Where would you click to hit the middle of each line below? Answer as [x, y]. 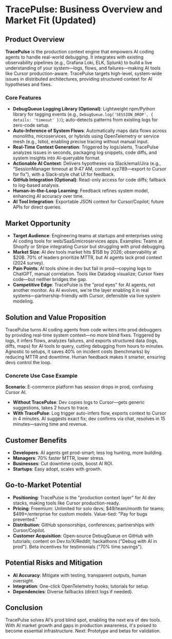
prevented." [25, 519]
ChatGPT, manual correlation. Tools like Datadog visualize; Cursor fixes [88, 274]
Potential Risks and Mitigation [54, 563]
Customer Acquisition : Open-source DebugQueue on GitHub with [83, 536]
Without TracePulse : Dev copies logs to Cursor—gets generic [79, 402]
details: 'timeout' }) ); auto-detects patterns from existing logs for [85, 120]
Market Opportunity [38, 223]
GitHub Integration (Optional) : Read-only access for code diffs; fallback [89, 180]
